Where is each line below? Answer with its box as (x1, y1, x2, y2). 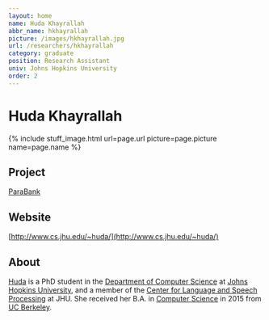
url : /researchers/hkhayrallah (8, 42, 114, 50)
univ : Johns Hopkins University (8, 65, 117, 73)
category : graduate (8, 49, 74, 57)
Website (8, 210, 51, 224)
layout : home (8, 11, 53, 20)
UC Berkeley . (8, 302, 53, 312)
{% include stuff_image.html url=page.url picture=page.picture (8, 133, 217, 143)
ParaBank (8, 187, 40, 196)
